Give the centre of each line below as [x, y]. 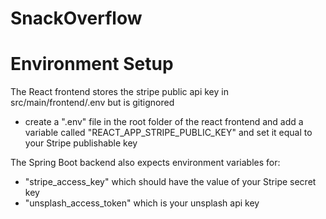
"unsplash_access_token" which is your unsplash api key [142, 203]
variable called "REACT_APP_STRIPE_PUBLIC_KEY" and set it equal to [168, 133]
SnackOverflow [76, 18]
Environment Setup [92, 64]
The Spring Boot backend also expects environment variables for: [145, 163]
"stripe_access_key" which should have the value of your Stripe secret [170, 182]
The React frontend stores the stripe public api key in [119, 92]
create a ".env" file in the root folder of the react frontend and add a [164, 122]
